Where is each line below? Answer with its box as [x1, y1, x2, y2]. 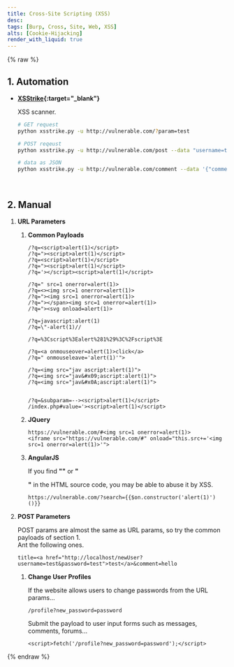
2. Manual [7, 198, 52, 210]
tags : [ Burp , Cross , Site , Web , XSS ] [7, 23, 117, 30]
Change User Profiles [27, 573, 92, 580]
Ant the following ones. [17, 541, 85, 549]
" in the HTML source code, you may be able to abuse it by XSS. [27, 481, 213, 489]
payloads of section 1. [17, 534, 81, 541]
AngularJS [27, 453, 59, 462]
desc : [7, 17, 23, 24]
